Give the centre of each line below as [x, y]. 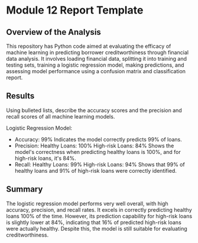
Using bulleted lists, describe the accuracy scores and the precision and [94, 110]
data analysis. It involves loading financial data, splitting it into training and [97, 59]
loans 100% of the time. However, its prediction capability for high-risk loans [99, 216]
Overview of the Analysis [54, 32]
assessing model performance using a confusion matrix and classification [96, 71]
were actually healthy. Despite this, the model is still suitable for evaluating [97, 228]
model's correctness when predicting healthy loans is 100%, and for [98, 152]
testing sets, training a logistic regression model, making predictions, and [95, 65]
